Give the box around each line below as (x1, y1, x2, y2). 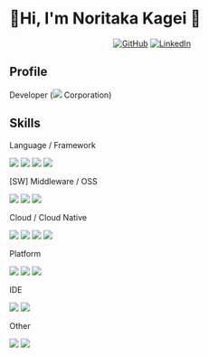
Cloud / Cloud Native (9, 211, 88, 222)
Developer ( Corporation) (9, 89, 112, 100)
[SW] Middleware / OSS (9, 175, 98, 186)
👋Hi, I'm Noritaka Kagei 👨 (9, 8, 202, 29)
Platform (9, 248, 42, 258)
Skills (9, 116, 41, 131)
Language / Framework (9, 139, 97, 150)
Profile (9, 64, 48, 80)
